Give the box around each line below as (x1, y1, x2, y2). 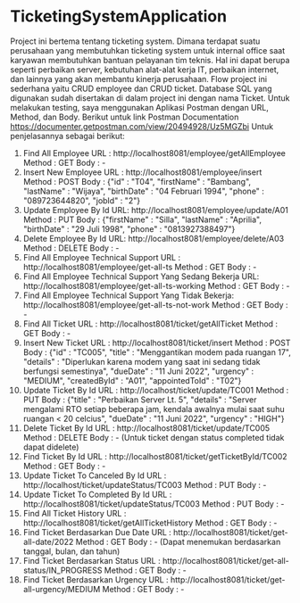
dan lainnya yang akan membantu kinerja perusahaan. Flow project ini (10, 73, 267, 84)
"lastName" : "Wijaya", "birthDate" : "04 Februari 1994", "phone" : (22, 186, 264, 196)
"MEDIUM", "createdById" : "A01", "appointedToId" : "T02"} (22, 375, 242, 385)
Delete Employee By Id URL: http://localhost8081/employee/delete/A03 (22, 233, 285, 244)
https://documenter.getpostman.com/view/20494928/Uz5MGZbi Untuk (10, 120, 274, 131)
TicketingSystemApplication (10, 6, 227, 27)
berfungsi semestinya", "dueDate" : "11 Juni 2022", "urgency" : (22, 366, 254, 376)
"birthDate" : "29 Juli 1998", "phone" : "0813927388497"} (22, 223, 236, 234)
